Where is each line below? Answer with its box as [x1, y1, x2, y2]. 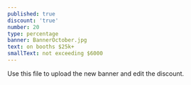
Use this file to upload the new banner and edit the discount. [7, 69, 185, 78]
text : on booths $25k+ [7, 43, 75, 50]
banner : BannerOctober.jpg [7, 37, 87, 44]
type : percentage [7, 30, 59, 38]
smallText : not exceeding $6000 [7, 50, 103, 57]
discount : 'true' [7, 17, 59, 24]
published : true [7, 10, 55, 18]
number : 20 [7, 23, 40, 30]
